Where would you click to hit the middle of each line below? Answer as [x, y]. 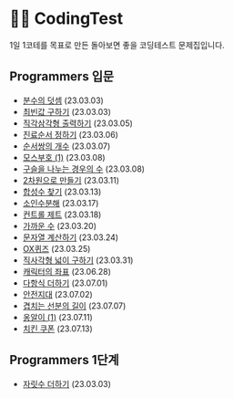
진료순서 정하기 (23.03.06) [70, 134]
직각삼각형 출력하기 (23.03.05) [78, 123]
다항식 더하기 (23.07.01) [65, 283]
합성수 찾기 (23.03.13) [62, 192]
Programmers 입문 [62, 77]
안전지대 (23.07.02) [57, 294]
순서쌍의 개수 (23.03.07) [66, 146]
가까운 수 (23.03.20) [60, 225]
